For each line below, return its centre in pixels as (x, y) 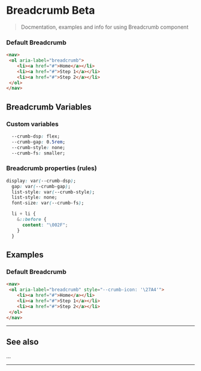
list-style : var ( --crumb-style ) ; (53, 192)
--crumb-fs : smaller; (39, 153)
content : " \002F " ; (45, 225)
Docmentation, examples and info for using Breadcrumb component (104, 27)
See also (22, 342)
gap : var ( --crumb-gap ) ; (41, 186)
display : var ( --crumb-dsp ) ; (41, 181)
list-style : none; (35, 197)
